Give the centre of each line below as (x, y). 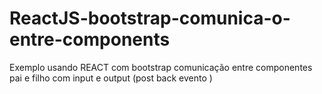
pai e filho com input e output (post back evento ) (111, 78)
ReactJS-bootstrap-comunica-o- (150, 18)
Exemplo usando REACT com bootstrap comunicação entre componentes (161, 67)
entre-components (90, 39)
